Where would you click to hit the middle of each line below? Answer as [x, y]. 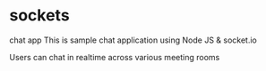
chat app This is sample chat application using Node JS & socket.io [133, 40]
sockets [39, 16]
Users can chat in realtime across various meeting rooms [115, 57]
